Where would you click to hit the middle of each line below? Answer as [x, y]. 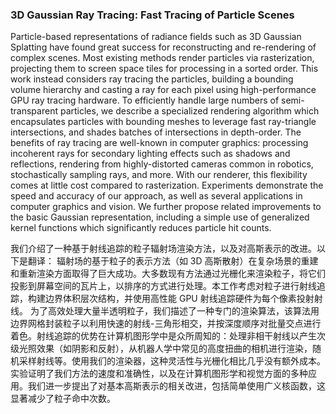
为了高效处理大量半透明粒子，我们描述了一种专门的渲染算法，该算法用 [174, 311]
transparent [34, 111]
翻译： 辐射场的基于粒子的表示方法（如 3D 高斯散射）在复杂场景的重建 [173, 261]
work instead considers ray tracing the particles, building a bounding [152, 79]
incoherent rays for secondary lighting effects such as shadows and [150, 154]
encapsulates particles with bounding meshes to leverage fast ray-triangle [163, 122]
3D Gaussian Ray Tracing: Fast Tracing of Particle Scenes [152, 15]
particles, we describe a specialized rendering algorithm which [189, 111]
